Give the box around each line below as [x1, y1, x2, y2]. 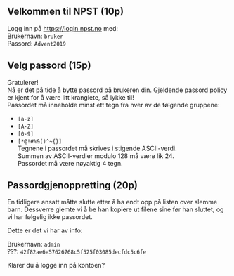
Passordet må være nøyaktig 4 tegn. [17, 159, 123, 167]
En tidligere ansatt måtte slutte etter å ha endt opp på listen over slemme [7, 198, 218, 206]
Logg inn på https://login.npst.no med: [7, 24, 118, 32]
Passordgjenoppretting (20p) [7, 179, 138, 192]
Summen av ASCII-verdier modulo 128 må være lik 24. [17, 151, 174, 160]
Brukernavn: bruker [7, 32, 63, 40]
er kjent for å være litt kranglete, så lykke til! [7, 93, 135, 101]
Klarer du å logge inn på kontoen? [7, 261, 105, 270]
